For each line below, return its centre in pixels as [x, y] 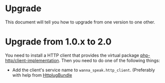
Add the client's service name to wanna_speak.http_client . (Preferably [83, 70]
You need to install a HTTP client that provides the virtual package [72, 55]
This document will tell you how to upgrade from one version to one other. [80, 22]
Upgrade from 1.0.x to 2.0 [58, 42]
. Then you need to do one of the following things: [109, 60]
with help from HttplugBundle [42, 75]
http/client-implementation [32, 60]
